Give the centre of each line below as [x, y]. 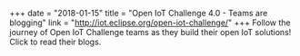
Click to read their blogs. [55, 42]
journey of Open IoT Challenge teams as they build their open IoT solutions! [150, 32]
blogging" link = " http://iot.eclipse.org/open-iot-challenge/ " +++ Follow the [150, 23]
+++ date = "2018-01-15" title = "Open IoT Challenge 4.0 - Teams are [139, 13]
